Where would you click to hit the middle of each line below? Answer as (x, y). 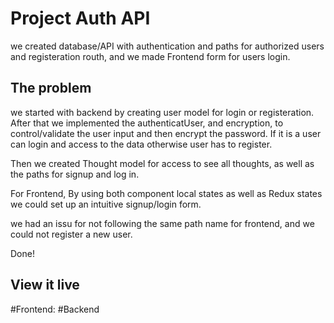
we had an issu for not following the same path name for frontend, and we (162, 223)
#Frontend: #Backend (55, 309)
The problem (51, 88)
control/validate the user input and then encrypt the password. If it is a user (166, 133)
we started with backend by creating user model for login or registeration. (162, 112)
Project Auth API (80, 18)
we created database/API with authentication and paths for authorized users (167, 46)
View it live (45, 285)
